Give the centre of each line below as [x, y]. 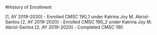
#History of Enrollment [28, 7]
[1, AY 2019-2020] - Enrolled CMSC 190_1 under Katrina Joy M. [70, 17]
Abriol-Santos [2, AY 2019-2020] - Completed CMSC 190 [64, 27]
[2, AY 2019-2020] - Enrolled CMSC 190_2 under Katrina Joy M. [86, 22]
